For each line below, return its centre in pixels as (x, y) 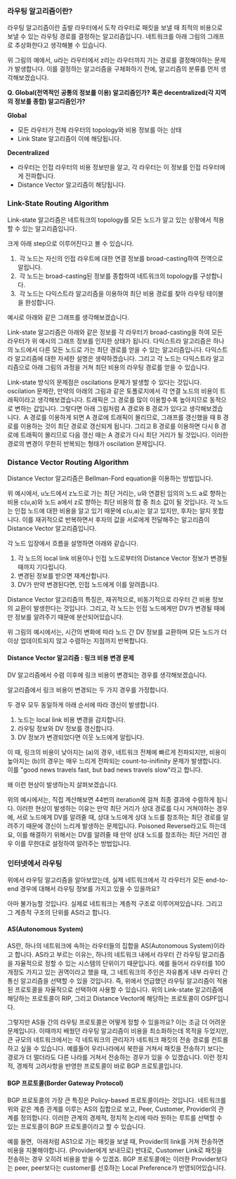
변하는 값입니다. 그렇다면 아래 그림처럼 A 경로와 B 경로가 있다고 (101, 408)
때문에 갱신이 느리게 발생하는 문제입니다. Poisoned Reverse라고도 (117, 826)
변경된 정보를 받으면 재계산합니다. (64, 575)
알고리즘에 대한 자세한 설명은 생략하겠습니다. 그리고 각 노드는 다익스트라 (113, 358)
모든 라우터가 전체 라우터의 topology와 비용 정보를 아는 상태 (99, 130)
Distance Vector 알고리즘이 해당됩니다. (72, 185)
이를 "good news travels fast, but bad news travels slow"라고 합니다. (105, 770)
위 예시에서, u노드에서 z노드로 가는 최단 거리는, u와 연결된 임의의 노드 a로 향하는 (117, 493)
